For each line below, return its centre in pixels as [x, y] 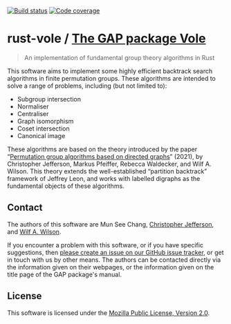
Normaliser [33, 106]
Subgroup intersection [49, 99]
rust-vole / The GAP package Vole [107, 39]
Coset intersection [44, 128]
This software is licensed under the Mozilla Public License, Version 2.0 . [109, 313]
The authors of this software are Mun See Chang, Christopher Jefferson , [111, 224]
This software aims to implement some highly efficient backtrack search [110, 71]
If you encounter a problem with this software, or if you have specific [105, 245]
